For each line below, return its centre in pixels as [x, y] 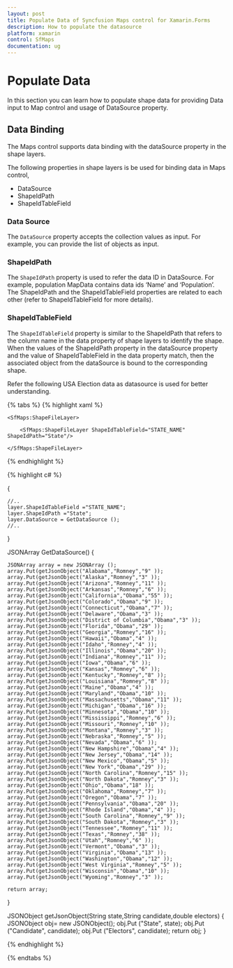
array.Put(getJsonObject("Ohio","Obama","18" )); [81, 785]
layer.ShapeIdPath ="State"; [50, 513]
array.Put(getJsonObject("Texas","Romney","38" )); [84, 834]
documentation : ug [34, 46]
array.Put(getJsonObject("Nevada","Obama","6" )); [82, 742]
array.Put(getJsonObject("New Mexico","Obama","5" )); [89, 761]
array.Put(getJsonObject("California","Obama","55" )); [90, 595]
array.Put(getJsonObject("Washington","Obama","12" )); [90, 859]
